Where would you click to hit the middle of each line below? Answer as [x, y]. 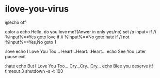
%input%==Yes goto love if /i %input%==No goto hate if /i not [67, 37]
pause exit [15, 56]
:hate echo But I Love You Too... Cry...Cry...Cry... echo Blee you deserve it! [79, 66]
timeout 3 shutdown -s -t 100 [34, 71]
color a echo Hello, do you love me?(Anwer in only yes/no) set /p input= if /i [80, 31]
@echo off [16, 22]
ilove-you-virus [37, 9]
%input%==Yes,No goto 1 [31, 42]
